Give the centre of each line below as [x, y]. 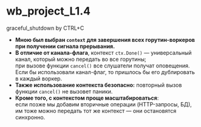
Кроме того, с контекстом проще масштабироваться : [87, 98]
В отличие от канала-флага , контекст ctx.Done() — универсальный [104, 52]
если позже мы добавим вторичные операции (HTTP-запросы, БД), [104, 104]
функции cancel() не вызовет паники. [64, 91]
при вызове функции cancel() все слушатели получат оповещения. [102, 66]
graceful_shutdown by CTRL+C [45, 28]
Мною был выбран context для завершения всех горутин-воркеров [105, 39]
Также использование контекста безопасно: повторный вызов [98, 85]
